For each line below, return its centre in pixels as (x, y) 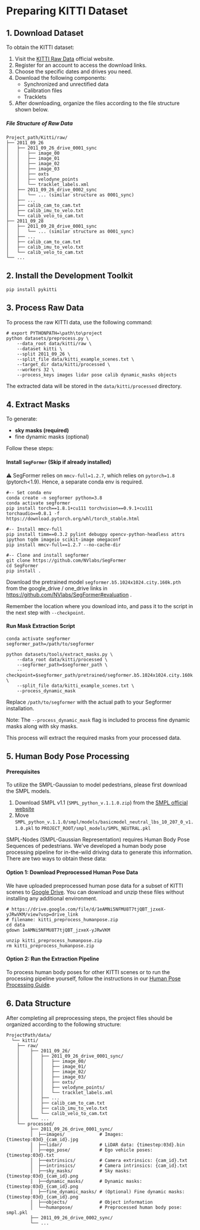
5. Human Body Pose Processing (68, 756)
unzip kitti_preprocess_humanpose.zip (54, 940)
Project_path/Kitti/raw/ (37, 137)
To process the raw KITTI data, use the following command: (79, 322)
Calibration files (43, 90)
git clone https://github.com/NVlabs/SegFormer (66, 560)
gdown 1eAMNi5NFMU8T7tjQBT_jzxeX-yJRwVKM (58, 930)
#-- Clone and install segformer (48, 555)
